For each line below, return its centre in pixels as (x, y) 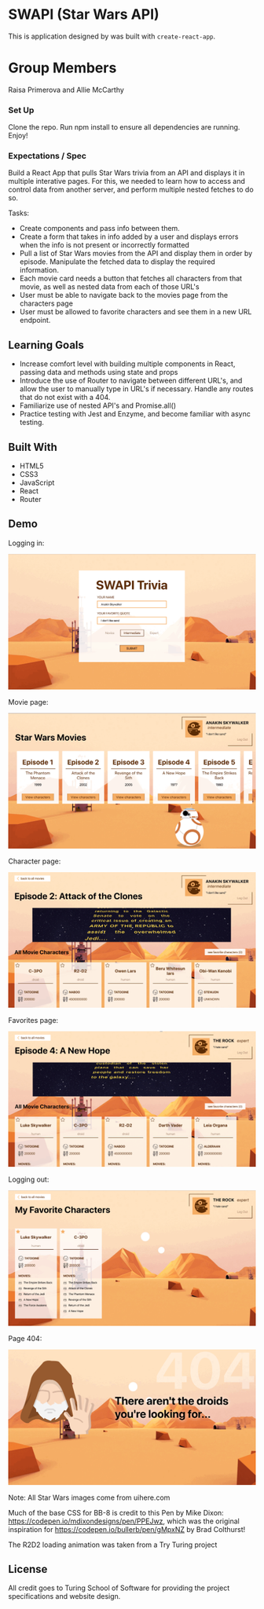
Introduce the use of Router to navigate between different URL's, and (131, 381)
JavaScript (37, 483)
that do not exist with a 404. (65, 398)
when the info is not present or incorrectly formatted (104, 245)
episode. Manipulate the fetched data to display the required (117, 262)
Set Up (21, 110)
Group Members (62, 68)
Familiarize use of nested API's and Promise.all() (98, 405)
